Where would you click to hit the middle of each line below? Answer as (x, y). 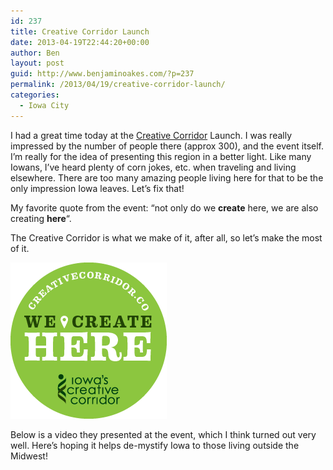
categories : (35, 95)
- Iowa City (44, 105)
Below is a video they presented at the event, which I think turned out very (163, 434)
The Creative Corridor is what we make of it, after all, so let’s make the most (166, 237)
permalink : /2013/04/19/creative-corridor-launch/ (118, 85)
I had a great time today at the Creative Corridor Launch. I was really (151, 135)
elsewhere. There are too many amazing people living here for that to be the (167, 177)
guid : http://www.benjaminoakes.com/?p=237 (102, 74)
